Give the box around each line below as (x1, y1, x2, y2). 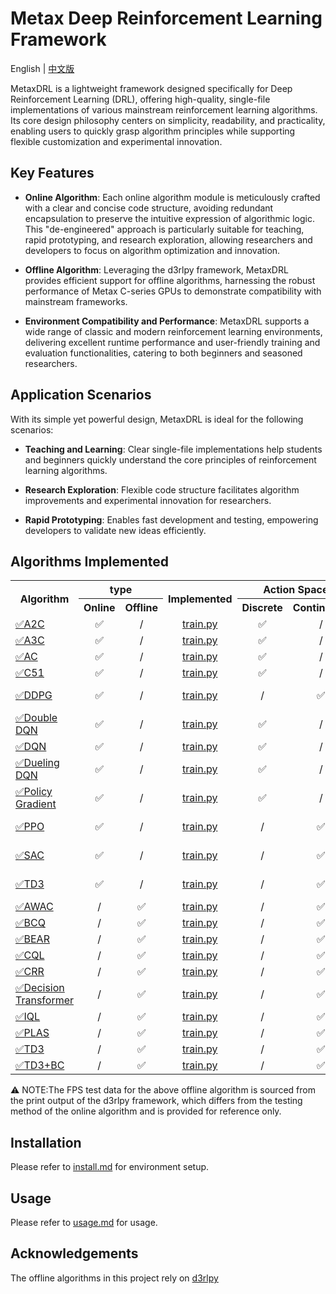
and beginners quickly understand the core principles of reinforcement (24, 453, 317, 466)
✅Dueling (15, 756, 60, 770)
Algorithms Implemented (10, 553, 170, 570)
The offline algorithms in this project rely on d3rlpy (10, 1272, 219, 1284)
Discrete (241, 601, 283, 615)
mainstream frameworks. (24, 295, 128, 307)
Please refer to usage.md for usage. (10, 1217, 158, 1228)
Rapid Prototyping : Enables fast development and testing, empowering (24, 513, 319, 526)
